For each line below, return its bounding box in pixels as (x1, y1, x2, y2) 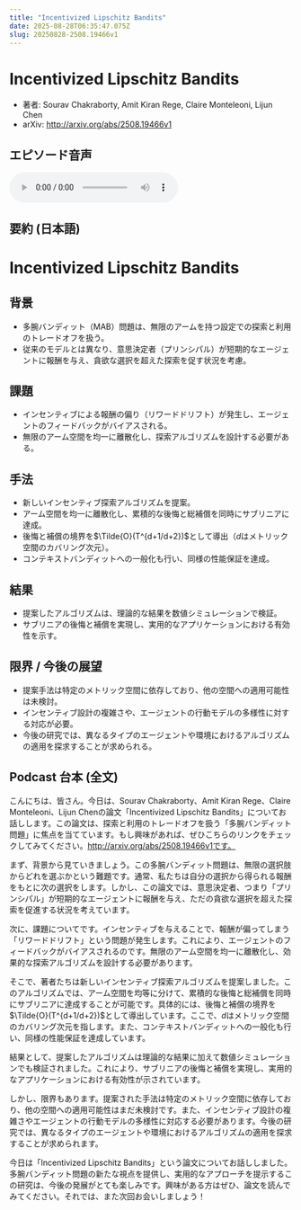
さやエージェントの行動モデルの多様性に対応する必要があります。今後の (16, 1116, 285, 1126)
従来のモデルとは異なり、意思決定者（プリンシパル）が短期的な (22, 343, 259, 354)
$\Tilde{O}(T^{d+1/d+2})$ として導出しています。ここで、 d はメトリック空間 (9, 1010, 290, 1020)
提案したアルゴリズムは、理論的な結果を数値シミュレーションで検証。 (22, 608, 282, 618)
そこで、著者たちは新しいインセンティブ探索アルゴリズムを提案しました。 (9, 976, 285, 987)
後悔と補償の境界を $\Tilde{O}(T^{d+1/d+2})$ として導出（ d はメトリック (22, 531, 289, 542)
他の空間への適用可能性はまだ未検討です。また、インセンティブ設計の (24, 1104, 284, 1115)
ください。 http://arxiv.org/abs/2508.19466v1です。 (48, 840, 236, 850)
